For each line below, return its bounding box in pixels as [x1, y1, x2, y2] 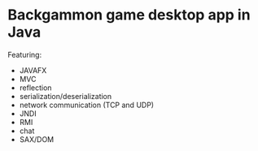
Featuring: [7, 50, 42, 59]
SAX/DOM [19, 134, 55, 144]
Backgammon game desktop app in [7, 6, 251, 24]
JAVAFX [19, 65, 47, 75]
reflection [19, 83, 52, 93]
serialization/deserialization [19, 91, 112, 101]
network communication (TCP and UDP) [19, 100, 155, 110]
